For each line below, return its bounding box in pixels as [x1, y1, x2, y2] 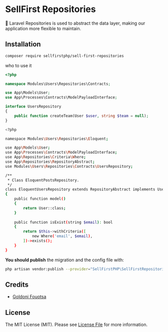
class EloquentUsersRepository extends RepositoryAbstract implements [5, 187, 155, 192]
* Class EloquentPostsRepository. [7, 177, 79, 183]
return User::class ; [23, 205, 66, 210]
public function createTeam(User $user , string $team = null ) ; [14, 113, 149, 119]
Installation [5, 40, 41, 49]
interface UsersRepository [5, 104, 61, 109]
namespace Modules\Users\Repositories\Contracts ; [5, 81, 111, 86]
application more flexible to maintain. [5, 25, 81, 31]
